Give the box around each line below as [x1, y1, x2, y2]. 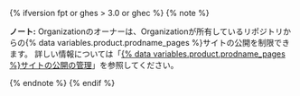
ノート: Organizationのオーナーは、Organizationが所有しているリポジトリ [9, 26, 284, 37]
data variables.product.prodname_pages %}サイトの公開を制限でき [38, 38, 291, 48]
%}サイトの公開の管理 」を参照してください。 [9, 60, 179, 70]
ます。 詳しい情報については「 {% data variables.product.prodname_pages [9, 48, 286, 59]
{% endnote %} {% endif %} [9, 78, 116, 88]
